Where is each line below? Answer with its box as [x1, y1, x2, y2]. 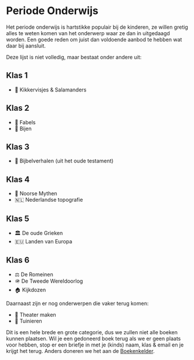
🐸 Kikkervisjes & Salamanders [14, 86, 87, 93]
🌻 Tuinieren [14, 317, 42, 324]
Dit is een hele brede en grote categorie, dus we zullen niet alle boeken [6, 328, 178, 335]
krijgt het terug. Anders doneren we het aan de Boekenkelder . [6, 347, 155, 354]
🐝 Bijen [14, 125, 32, 132]
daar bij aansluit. [6, 42, 46, 49]
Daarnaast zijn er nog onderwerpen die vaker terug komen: [6, 300, 149, 307]
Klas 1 [6, 70, 28, 80]
